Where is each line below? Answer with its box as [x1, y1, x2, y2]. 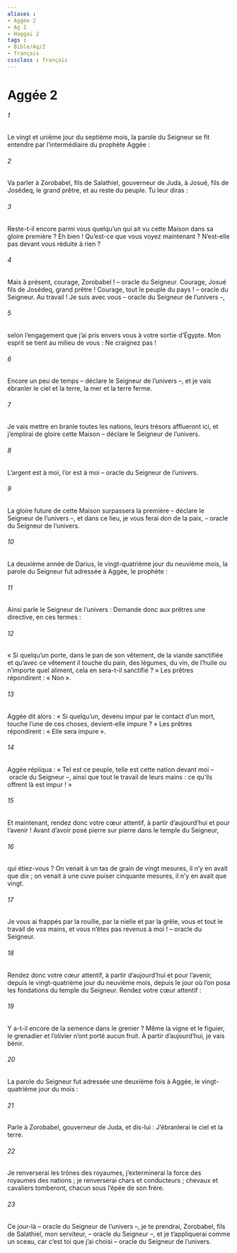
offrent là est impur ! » [7, 780, 72, 789]
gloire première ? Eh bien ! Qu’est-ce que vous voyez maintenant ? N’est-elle [7, 232, 230, 240]
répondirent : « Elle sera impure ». [7, 727, 106, 735]
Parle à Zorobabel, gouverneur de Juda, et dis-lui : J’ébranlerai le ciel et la [7, 1123, 224, 1132]
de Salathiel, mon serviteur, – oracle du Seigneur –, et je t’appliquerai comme [7, 1230, 231, 1238]
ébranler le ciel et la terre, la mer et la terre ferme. [7, 384, 153, 393]
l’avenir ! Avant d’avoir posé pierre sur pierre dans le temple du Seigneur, [7, 825, 219, 834]
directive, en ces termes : [7, 613, 81, 621]
